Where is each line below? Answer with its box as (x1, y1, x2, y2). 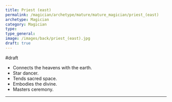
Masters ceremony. (12, 86, 54, 92)
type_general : (5, 31, 36, 36)
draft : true (5, 41, 31, 46)
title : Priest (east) (5, 7, 52, 13)
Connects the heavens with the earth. (12, 64, 92, 70)
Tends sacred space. (12, 75, 57, 82)
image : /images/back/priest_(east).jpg (5, 36, 91, 41)
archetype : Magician (5, 17, 50, 22)
